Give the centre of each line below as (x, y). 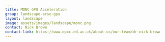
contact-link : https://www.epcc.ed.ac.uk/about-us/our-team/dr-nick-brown (83, 32)
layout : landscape (24, 18)
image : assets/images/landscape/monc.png (48, 23)
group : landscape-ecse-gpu (33, 14)
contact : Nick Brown (26, 28)
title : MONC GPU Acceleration (36, 9)
